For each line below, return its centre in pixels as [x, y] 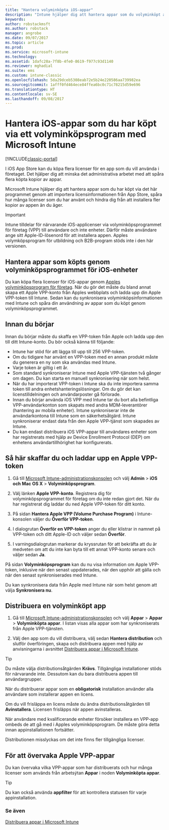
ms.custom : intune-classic [33, 75]
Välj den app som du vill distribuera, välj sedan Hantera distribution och [87, 638]
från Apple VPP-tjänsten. [38, 629]
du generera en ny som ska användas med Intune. [64, 362]
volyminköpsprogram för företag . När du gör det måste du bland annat [78, 287]
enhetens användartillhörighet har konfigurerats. [63, 442]
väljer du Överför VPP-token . [63, 519]
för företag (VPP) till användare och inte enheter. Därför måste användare [81, 230]
